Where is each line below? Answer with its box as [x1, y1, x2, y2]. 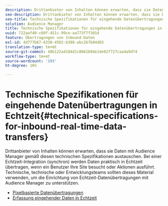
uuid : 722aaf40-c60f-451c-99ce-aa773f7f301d [5, 30, 99, 35]
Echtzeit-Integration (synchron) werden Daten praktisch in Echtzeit [5, 158, 143, 165]
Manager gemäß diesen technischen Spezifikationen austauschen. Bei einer [5, 153, 162, 159]
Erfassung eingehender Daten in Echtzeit [12, 195, 97, 201]
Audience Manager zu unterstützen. [5, 180, 79, 186]
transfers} [5, 131, 49, 143]
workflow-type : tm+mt [5, 53, 50, 59]
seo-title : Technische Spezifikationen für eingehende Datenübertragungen [5, 16, 164, 21]
